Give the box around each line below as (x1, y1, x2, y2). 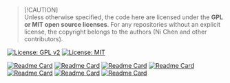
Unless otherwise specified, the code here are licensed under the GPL (23, 13, 224, 21)
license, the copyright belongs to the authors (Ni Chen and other (23, 27, 207, 36)
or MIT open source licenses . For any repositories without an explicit (23, 21, 220, 28)
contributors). (23, 35, 63, 43)
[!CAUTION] (23, 6, 59, 14)
